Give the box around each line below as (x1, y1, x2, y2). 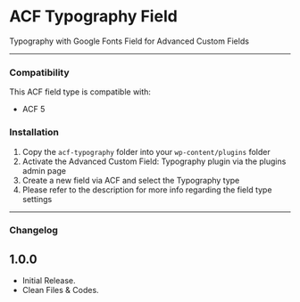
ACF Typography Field (9, 6, 179, 27)
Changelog (9, 224, 58, 237)
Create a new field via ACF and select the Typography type (21, 175, 240, 185)
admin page (21, 165, 67, 175)
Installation (9, 127, 60, 139)
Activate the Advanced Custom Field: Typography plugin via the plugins (21, 156, 287, 167)
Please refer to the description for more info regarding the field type (21, 184, 272, 195)
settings (21, 193, 53, 204)
